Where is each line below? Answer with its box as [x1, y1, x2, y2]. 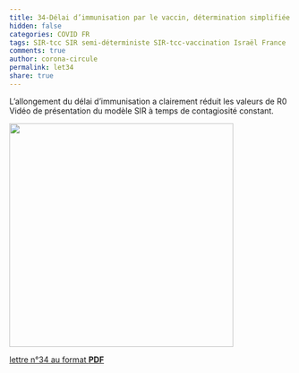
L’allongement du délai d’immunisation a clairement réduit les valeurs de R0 [9, 96, 287, 106]
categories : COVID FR [9, 30, 90, 38]
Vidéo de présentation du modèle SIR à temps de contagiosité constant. [9, 105, 275, 116]
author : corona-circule [9, 55, 98, 64]
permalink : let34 [9, 64, 74, 72]
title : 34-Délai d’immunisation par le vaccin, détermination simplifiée [9, 13, 291, 22]
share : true [9, 72, 54, 81]
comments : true [9, 47, 66, 55]
